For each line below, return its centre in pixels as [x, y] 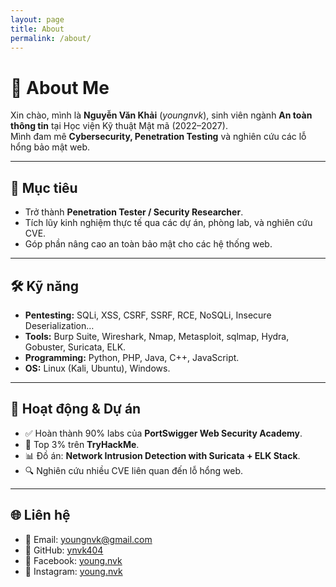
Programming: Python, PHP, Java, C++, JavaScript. [132, 357]
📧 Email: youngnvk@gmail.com [88, 539]
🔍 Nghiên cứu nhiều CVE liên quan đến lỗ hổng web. [134, 470]
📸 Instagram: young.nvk [73, 571]
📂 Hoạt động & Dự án [76, 409]
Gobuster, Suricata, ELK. [75, 347]
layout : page [37, 19]
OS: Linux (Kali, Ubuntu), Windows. [97, 368]
